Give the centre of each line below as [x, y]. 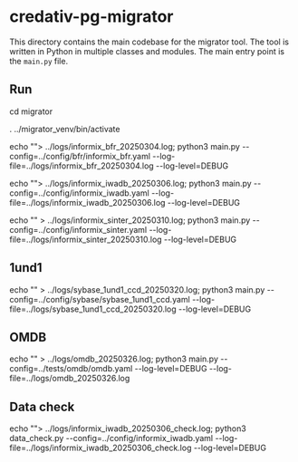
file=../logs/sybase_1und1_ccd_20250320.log [93, 309]
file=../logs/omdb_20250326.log [70, 379]
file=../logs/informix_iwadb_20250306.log [87, 202]
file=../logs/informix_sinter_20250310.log [86, 239]
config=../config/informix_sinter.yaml [78, 229]
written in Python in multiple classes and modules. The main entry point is [147, 51]
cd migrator [31, 111]
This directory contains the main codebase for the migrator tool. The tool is [149, 42]
